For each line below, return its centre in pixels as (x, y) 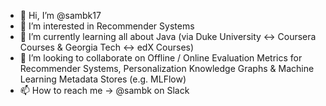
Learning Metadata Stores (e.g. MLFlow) (103, 79)
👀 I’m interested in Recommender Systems (107, 26)
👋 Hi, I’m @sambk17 (60, 15)
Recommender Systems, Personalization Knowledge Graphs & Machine (167, 68)
